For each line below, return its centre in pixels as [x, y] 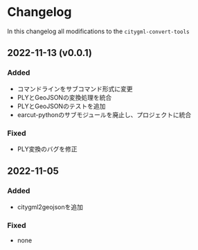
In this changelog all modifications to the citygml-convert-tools [98, 31]
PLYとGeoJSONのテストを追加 [61, 106]
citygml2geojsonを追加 [50, 207]
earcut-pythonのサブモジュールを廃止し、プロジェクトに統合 [104, 114]
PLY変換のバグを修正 [47, 149]
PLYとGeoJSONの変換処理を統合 [64, 97]
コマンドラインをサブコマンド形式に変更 [75, 89]
